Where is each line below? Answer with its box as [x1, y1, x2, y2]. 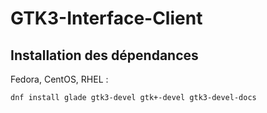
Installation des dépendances [10, 47, 199, 64]
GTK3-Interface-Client [10, 7, 203, 30]
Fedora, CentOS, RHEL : [10, 73, 109, 85]
